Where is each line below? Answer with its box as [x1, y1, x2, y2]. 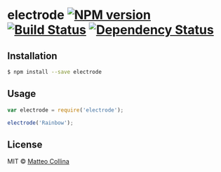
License [7, 138, 43, 150]
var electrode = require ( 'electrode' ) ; [7, 106, 124, 114]
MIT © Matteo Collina [7, 157, 70, 166]
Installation [7, 50, 58, 62]
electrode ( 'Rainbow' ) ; [7, 119, 74, 126]
